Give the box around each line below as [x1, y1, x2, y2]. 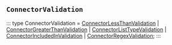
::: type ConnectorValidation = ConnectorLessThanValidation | [6, 20, 159, 27]
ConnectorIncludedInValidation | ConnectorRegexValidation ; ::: [6, 32, 161, 39]
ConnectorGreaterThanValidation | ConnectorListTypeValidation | [6, 25, 167, 33]
